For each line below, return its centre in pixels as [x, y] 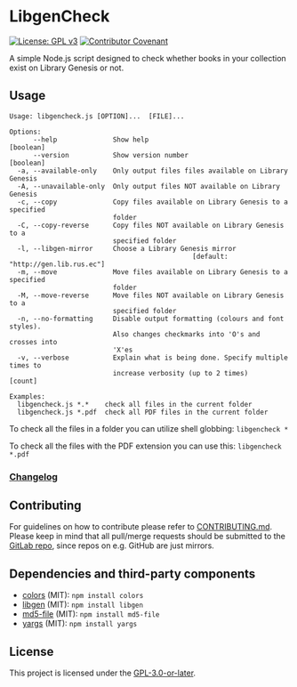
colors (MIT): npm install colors [83, 595]
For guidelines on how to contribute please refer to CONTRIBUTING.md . [141, 527]
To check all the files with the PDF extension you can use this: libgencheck [145, 446]
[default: [210, 256]
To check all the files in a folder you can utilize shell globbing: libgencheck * [149, 428]
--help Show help [91, 140]
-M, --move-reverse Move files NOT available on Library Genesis [151, 295]
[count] [24, 381]
